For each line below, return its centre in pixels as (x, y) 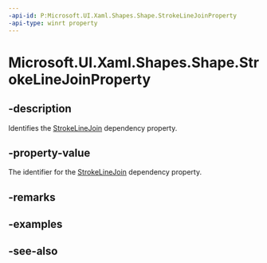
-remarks (32, 197)
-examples (35, 224)
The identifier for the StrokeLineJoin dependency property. (105, 172)
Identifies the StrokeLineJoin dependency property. (93, 128)
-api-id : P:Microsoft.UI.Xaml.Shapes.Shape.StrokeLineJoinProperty (123, 16)
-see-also (33, 251)
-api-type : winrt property (53, 23)
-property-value (49, 153)
